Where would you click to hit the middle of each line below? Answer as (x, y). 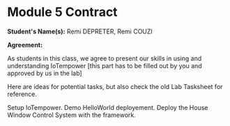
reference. (22, 94)
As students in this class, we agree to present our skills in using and (105, 58)
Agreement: (25, 45)
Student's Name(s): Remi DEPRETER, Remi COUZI (80, 31)
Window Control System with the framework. (71, 115)
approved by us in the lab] (45, 73)
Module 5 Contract (62, 12)
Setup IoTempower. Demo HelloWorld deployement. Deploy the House (108, 107)
